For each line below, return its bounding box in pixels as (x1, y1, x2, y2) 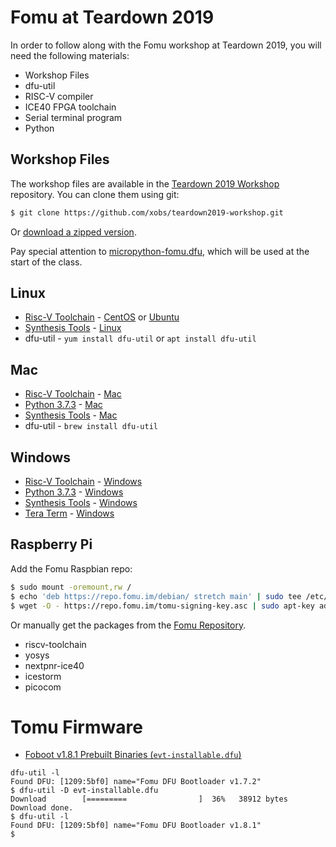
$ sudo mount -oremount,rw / (10, 582, 132, 592)
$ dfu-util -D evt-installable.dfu (10, 786, 159, 796)
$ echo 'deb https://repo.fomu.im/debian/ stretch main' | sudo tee (10, 591, 302, 601)
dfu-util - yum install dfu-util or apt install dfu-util (24, 332, 257, 345)
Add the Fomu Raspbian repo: (10, 562, 133, 575)
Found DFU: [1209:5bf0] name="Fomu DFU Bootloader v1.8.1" (10, 821, 262, 831)
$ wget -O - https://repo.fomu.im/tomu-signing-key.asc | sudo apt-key (10, 601, 315, 611)
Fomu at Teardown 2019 (10, 6, 215, 29)
